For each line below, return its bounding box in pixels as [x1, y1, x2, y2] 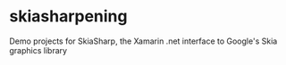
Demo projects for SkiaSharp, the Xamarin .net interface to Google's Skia [9, 36, 278, 46]
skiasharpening [9, 6, 128, 27]
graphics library [9, 45, 68, 55]
